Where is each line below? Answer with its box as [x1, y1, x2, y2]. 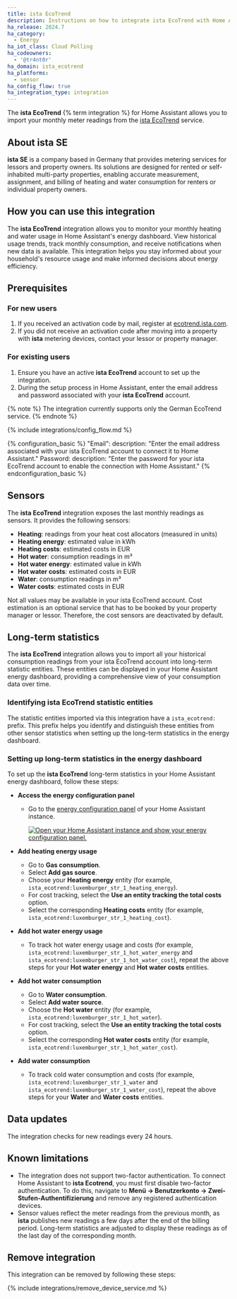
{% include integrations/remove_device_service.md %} [7, 1284, 167, 1293]
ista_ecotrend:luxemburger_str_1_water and [28, 1077, 159, 1086]
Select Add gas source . [28, 868, 97, 876]
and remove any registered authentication [95, 1194, 217, 1202]
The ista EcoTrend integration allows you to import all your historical [7, 650, 206, 659]
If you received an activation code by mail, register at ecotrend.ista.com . [17, 319, 229, 328]
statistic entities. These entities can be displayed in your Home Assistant [7, 665, 218, 674]
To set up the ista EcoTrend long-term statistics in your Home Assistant [7, 770, 216, 778]
